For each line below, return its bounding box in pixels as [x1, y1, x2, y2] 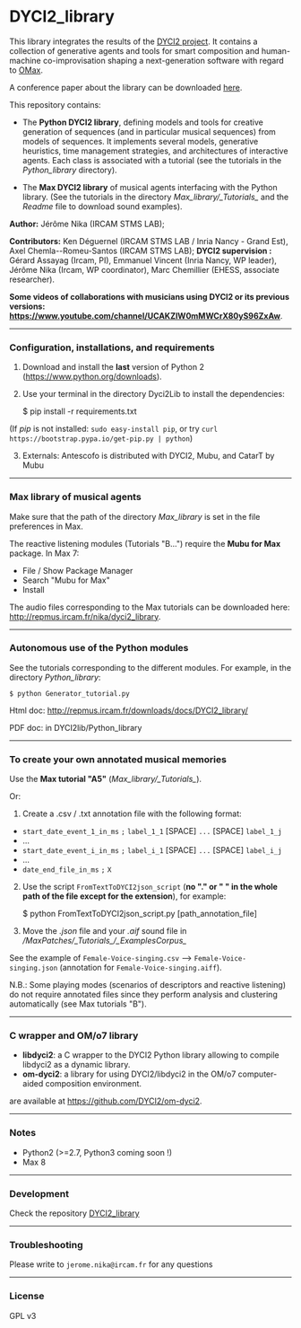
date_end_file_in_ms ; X [21, 866, 112, 875]
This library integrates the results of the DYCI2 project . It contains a [9, 36, 258, 47]
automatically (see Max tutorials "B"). [9, 998, 147, 1009]
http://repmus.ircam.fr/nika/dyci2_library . [9, 611, 161, 621]
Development [9, 1187, 70, 1200]
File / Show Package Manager [21, 565, 133, 576]
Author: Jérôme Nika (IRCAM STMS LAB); [9, 218, 165, 229]
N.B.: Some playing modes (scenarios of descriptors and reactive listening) [9, 980, 287, 990]
